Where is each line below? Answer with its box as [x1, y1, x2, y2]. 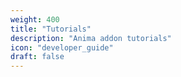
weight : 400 [10, 14, 60, 25]
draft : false [10, 52, 65, 62]
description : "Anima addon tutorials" [10, 33, 172, 43]
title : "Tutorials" [10, 24, 92, 34]
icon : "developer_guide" [10, 42, 114, 53]
